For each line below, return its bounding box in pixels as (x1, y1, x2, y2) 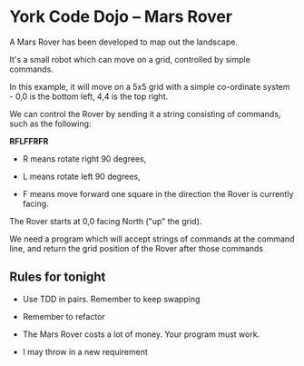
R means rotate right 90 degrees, (22, 153, 147, 164)
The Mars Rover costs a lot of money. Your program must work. (22, 329, 260, 340)
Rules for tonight (9, 270, 106, 285)
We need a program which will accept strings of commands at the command (9, 233, 295, 244)
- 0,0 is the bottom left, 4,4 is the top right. (9, 91, 169, 102)
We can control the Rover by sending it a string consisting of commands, (9, 108, 281, 119)
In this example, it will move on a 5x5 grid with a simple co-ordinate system (9, 81, 290, 92)
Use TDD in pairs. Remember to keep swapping (22, 293, 201, 304)
